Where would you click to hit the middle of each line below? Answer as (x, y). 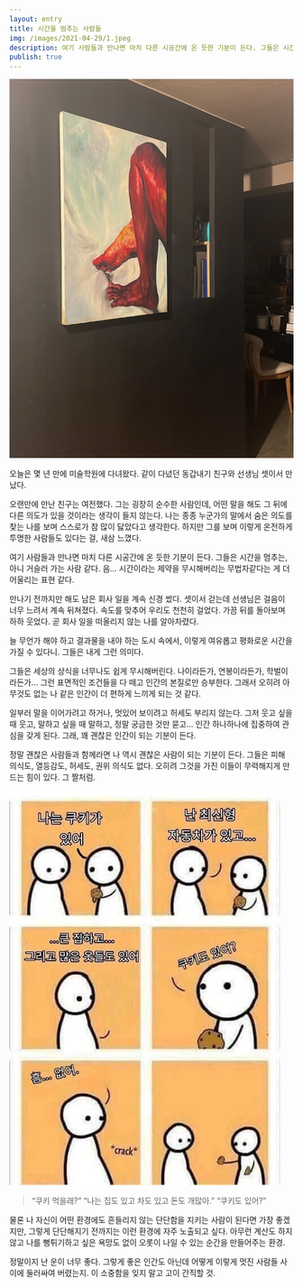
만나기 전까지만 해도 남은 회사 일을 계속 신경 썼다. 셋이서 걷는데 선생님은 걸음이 (147, 599)
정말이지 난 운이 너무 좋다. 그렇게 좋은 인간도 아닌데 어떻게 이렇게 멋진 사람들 (144, 1262)
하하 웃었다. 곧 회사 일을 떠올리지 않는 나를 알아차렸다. (104, 622)
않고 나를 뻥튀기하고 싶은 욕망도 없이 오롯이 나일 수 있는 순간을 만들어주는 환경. (147, 1243)
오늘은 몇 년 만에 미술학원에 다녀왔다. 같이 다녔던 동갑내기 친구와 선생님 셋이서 (147, 474)
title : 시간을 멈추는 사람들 (55, 28)
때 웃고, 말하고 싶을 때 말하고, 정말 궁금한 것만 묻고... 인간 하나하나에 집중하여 (145, 724)
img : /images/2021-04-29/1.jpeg (70, 38)
